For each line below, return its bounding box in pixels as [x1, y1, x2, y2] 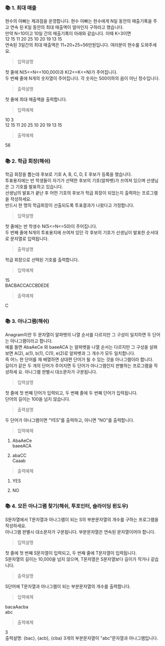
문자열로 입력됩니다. [10, 236, 49, 242]
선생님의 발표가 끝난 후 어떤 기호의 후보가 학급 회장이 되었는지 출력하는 [5, 190, 141, 196]
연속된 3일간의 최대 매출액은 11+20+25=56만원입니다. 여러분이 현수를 [5, 42, 140, 48]
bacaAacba [5, 603, 29, 610]
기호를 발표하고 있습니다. [15, 184, 63, 190]
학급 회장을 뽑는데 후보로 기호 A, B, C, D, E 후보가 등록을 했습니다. [5, 171, 132, 177]
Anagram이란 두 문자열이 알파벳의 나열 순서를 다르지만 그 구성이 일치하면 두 [5, 331, 152, 337]
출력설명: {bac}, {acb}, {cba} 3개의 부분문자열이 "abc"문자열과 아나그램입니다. [5, 635, 159, 641]
